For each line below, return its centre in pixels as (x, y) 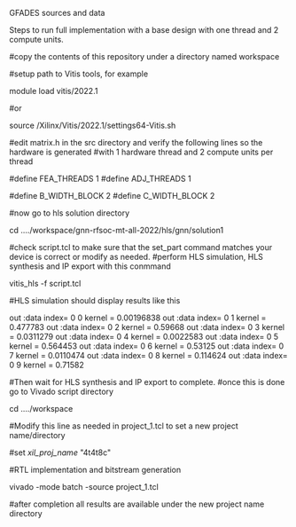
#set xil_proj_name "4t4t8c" (60, 452)
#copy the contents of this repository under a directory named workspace (144, 56)
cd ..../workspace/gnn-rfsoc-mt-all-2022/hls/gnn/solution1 (117, 230)
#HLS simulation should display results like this (95, 300)
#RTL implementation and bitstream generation (95, 470)
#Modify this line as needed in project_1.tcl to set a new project (124, 426)
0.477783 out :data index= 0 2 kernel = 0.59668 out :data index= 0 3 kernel (147, 327)
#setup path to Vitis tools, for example (79, 74)
